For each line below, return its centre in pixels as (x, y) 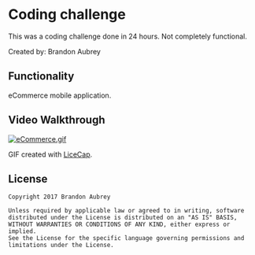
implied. (22, 231)
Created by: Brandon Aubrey (54, 51)
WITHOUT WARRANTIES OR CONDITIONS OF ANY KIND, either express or (119, 225)
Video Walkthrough (57, 120)
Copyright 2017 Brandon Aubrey (59, 197)
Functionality (41, 76)
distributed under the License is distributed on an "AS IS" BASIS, (123, 218)
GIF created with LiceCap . (50, 154)
